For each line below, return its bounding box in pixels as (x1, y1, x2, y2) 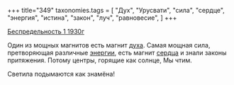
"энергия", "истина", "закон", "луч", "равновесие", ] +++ (7, 13, 177, 22)
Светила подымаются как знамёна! (7, 70, 116, 78)
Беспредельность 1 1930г (7, 28, 85, 35)
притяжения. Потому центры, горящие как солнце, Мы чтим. (7, 56, 193, 64)
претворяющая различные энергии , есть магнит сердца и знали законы (7, 49, 227, 57)
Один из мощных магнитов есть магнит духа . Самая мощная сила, (7, 41, 211, 49)
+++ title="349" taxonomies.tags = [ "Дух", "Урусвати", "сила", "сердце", (7, 6, 225, 14)
